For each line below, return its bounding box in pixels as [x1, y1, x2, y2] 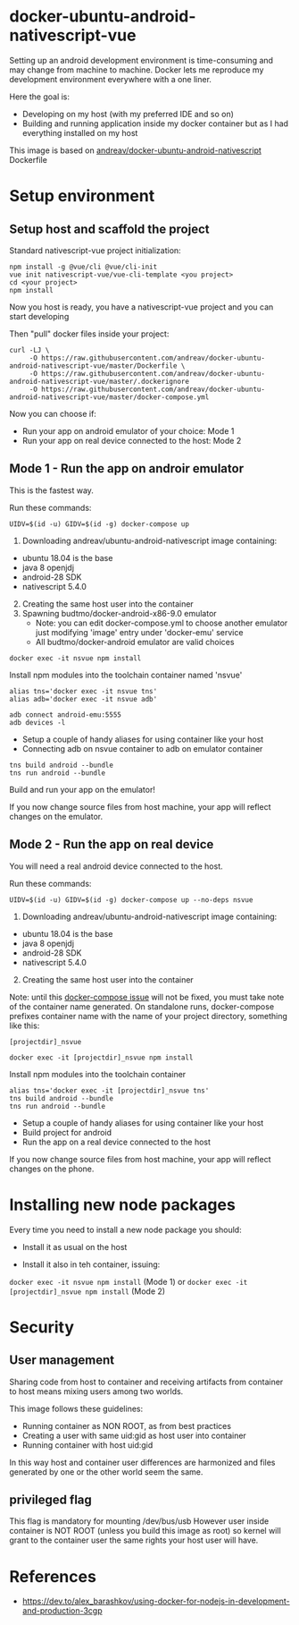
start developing [9, 311, 70, 321]
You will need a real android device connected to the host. [9, 861, 223, 872]
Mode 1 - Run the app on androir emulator [9, 461, 244, 476]
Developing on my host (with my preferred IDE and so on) [21, 108, 235, 119]
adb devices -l [9, 718, 66, 727]
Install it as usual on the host [21, 1241, 128, 1252]
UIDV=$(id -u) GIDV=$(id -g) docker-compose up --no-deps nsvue [9, 895, 253, 905]
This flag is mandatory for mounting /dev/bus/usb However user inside [9, 1516, 270, 1527]
